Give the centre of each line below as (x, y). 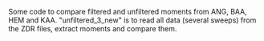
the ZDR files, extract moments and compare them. (93, 29)
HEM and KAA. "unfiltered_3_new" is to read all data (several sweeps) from (132, 20)
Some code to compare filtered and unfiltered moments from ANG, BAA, (128, 12)
